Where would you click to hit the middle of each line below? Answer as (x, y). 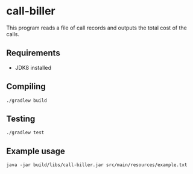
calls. (13, 34)
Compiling (26, 86)
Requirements (33, 53)
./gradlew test (25, 133)
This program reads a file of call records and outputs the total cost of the (96, 28)
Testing (21, 119)
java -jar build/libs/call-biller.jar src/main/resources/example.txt (97, 165)
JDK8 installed (33, 67)
